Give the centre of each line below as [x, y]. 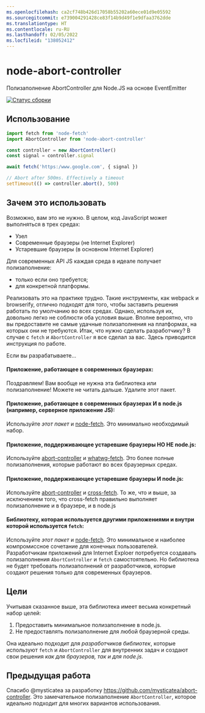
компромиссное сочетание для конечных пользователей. [82, 546]
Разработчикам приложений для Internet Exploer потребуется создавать [102, 553]
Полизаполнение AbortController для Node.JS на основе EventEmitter [96, 88]
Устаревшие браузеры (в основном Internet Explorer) [84, 249]
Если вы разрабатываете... [41, 355]
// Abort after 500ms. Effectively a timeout [65, 178]
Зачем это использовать [56, 203]
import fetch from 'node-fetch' [47, 133]
